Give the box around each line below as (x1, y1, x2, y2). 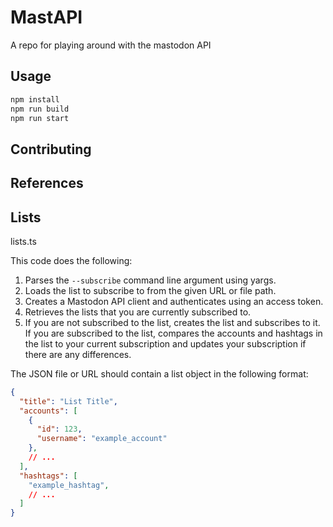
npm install (10, 94, 60, 105)
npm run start (10, 113, 70, 123)
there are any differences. (24, 348, 132, 360)
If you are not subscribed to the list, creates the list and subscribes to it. (24, 316, 321, 328)
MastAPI (10, 6, 83, 29)
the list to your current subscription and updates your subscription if (24, 337, 307, 350)
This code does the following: (10, 254, 133, 266)
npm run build (10, 104, 70, 114)
